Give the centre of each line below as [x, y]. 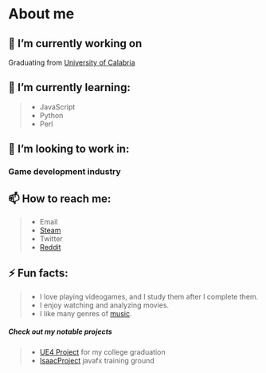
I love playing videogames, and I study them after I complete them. [149, 296]
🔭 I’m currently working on [75, 44]
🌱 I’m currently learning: [70, 87]
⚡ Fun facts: [39, 274]
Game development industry [65, 172]
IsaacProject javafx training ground [97, 360]
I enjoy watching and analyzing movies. [104, 305]
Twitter [51, 238]
